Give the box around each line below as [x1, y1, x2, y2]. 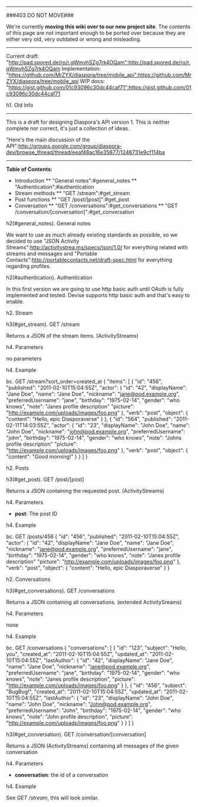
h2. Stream [6, 309, 33, 316]
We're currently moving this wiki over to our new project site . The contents [6, 23, 190, 30]
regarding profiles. [6, 263, 51, 269]
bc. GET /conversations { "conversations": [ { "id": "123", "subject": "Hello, [6, 644, 187, 651]
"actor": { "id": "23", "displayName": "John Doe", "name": [51, 422, 190, 429]
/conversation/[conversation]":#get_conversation [14, 209, 134, 215]
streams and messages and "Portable [6, 250, 98, 257]
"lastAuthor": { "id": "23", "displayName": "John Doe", [44, 694, 174, 701]
